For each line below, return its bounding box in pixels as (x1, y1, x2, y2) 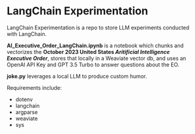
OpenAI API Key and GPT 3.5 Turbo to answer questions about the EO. (7, 61, 179, 68)
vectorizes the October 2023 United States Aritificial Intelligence (7, 48, 170, 55)
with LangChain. (7, 30, 47, 37)
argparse (15, 108, 38, 115)
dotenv (15, 96, 33, 103)
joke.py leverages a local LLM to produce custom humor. (7, 72, 147, 80)
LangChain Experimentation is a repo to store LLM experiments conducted (7, 24, 190, 31)
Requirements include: (7, 84, 62, 91)
